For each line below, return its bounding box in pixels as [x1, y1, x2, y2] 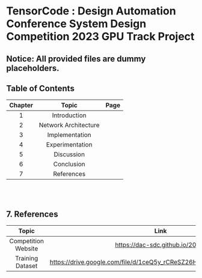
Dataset [15, 262, 38, 270]
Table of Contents [6, 83, 75, 94]
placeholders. [6, 63, 60, 73]
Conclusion [53, 160, 85, 169]
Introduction [52, 111, 87, 119]
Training [14, 254, 38, 262]
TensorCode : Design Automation [6, 4, 176, 18]
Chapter [9, 101, 33, 109]
